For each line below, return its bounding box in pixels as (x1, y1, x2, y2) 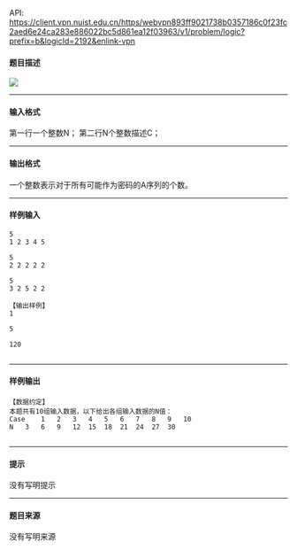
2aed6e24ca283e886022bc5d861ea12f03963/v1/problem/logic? (9, 27, 246, 36)
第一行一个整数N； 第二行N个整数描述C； (9, 128, 161, 138)
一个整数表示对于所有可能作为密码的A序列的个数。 (9, 179, 193, 190)
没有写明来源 (9, 531, 56, 542)
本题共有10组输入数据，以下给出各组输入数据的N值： (9, 407, 172, 416)
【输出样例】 (9, 301, 49, 310)
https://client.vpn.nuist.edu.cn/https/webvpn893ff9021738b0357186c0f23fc (9, 17, 288, 27)
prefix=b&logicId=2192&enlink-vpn (9, 35, 135, 46)
